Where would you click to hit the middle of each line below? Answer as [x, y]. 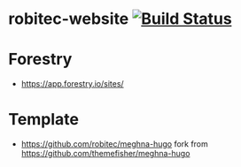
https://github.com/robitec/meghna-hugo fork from [115, 144]
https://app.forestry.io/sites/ [73, 84]
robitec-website [69, 19]
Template [43, 120]
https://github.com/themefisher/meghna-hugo [105, 154]
